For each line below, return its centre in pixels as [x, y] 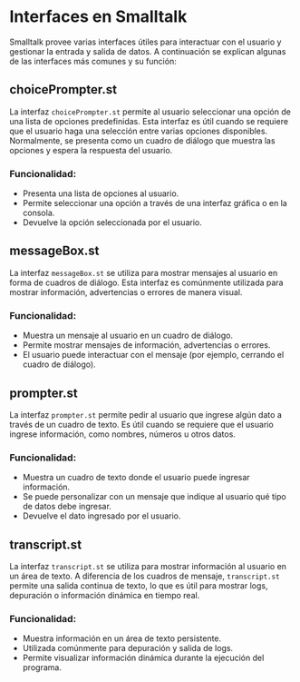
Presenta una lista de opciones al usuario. [101, 193]
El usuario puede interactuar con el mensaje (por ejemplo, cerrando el [153, 355]
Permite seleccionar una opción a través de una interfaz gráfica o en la [155, 203]
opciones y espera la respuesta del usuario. [91, 150]
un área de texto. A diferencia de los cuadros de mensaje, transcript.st [145, 576]
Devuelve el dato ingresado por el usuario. [102, 516]
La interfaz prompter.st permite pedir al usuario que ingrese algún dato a [146, 414]
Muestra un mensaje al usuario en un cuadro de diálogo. [128, 336]
